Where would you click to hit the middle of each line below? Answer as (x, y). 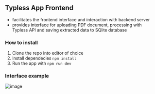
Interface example (27, 76)
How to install (21, 42)
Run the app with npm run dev (42, 63)
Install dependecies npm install (44, 58)
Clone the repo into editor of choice (48, 53)
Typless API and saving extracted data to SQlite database (69, 30)
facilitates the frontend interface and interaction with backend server (81, 19)
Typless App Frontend (39, 8)
